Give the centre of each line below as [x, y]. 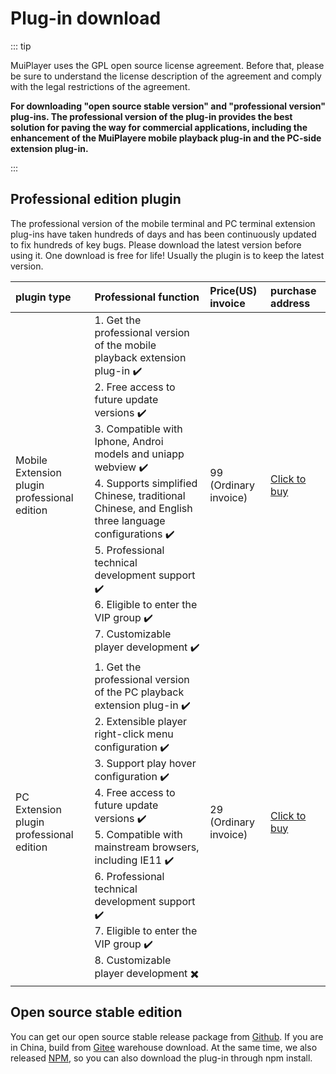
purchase [293, 290]
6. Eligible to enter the [146, 604]
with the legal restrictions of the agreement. [100, 86]
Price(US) [233, 290]
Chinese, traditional [140, 495]
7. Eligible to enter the [146, 930]
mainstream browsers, [147, 847]
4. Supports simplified [146, 483]
